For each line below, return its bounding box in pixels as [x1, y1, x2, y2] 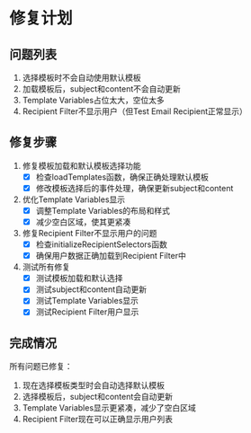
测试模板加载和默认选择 [35, 273, 123, 284]
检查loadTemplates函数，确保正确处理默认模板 [35, 172, 210, 182]
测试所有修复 [22, 261, 70, 272]
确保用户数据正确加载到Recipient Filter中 [35, 251, 186, 261]
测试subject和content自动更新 [35, 284, 148, 295]
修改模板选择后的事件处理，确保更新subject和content [35, 182, 234, 193]
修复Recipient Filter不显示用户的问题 [22, 228, 157, 239]
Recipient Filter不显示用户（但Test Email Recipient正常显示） [22, 106, 247, 117]
